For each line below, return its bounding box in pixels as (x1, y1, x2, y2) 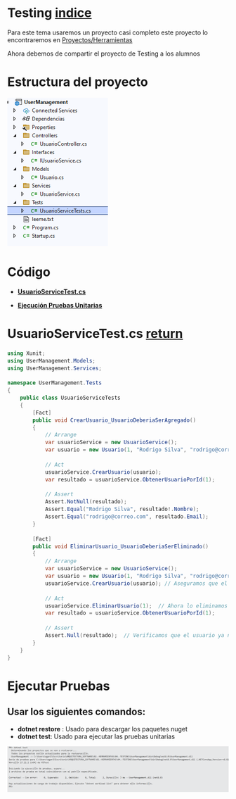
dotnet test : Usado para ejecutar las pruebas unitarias (17, 732, 176, 741)
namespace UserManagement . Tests (7, 379, 102, 386)
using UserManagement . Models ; (7, 357, 96, 364)
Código (7, 264, 51, 280)
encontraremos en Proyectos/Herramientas (7, 35, 133, 44)
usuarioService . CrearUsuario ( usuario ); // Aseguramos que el (44, 579, 228, 587)
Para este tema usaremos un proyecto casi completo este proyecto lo (7, 28, 209, 37)
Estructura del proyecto (7, 74, 149, 90)
